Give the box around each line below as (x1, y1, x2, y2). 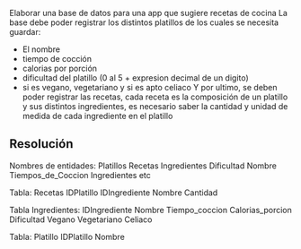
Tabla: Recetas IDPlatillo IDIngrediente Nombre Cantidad (9, 187, 218, 198)
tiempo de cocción (22, 54, 93, 64)
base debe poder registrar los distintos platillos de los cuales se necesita (9, 17, 279, 28)
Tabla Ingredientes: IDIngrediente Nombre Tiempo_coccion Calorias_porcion (9, 204, 292, 215)
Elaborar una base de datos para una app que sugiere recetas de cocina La (9, 8, 288, 18)
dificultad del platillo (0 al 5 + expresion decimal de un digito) (22, 73, 249, 83)
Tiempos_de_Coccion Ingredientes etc (9, 169, 151, 180)
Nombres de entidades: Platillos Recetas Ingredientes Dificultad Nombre (9, 160, 277, 171)
